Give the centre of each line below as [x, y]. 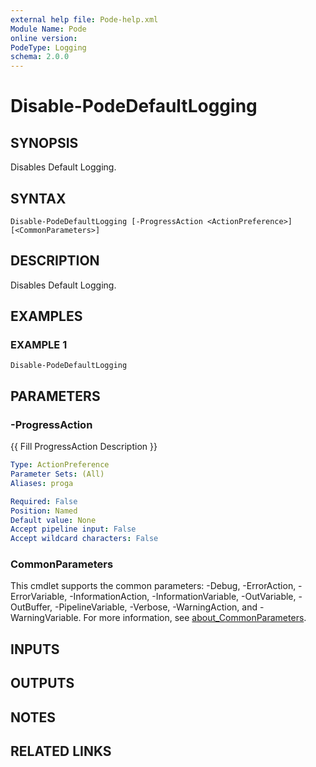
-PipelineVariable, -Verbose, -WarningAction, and [156, 607]
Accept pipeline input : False [73, 529]
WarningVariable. [46, 618]
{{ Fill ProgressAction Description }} [84, 447]
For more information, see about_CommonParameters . [195, 618]
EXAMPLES [46, 316]
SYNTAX [38, 198]
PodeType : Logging [48, 47]
